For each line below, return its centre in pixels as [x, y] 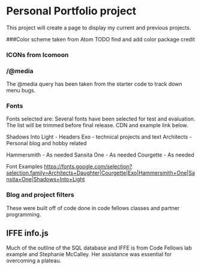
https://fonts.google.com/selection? [88, 167]
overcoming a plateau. [34, 260]
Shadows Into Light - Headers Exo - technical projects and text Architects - [99, 137]
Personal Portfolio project [71, 11]
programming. [24, 214]
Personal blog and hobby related [46, 143]
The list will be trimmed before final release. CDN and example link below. [97, 125]
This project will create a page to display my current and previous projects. [99, 28]
